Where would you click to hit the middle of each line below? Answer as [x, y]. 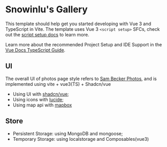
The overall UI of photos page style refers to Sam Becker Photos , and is [81, 79]
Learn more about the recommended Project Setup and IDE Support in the [84, 44]
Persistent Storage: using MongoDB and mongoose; [68, 133]
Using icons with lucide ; [38, 99]
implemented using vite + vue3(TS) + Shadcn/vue [58, 84]
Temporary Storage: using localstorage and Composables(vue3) [81, 139]
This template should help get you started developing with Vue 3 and [78, 24]
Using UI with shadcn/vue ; [41, 94]
